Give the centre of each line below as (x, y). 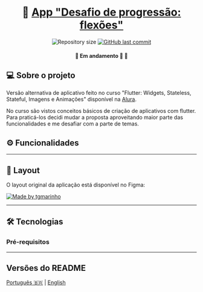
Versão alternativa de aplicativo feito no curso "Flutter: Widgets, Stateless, (99, 93)
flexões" (101, 25)
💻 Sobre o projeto (41, 75)
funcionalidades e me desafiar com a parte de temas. (72, 124)
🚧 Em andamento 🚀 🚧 (101, 56)
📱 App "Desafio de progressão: (101, 12)
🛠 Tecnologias (35, 222)
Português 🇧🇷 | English (36, 282)
